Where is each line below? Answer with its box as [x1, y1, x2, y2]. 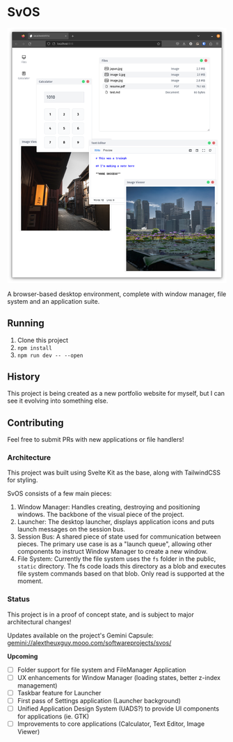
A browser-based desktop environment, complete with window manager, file [7, 290, 227, 298]
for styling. [7, 476, 38, 484]
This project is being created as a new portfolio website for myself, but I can [7, 389, 225, 398]
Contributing [7, 417, 64, 428]
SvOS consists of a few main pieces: [7, 489, 112, 498]
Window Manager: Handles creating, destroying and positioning [17, 503, 200, 511]
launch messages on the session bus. [17, 525, 126, 534]
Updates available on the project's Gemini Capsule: [7, 631, 154, 640]
